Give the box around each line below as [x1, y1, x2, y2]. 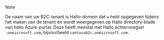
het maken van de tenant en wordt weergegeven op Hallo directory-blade [5, 19, 156, 25]
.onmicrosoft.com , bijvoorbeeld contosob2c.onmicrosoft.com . [5, 30, 129, 35]
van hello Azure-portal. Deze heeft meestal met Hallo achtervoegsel [5, 24, 144, 30]
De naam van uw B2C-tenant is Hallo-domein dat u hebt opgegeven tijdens [5, 14, 159, 19]
